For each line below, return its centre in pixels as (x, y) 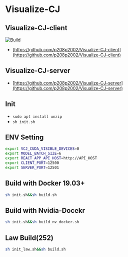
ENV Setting (24, 138)
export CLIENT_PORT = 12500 (32, 163)
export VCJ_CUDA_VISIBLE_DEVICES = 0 (42, 149)
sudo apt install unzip (37, 117)
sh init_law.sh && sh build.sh (35, 249)
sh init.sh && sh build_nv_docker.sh (42, 222)
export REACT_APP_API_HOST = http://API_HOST (51, 158)
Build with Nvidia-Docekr (45, 210)
